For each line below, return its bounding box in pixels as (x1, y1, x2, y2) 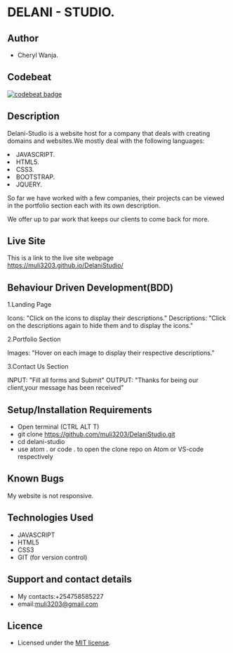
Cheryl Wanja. (17, 51, 58, 59)
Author (7, 32, 39, 44)
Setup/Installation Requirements (7, 404, 152, 416)
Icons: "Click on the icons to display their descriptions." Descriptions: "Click (7, 314, 227, 322)
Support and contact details (7, 573, 132, 585)
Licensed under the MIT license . (17, 638, 111, 647)
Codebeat (7, 71, 51, 83)
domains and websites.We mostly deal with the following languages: (7, 137, 205, 145)
